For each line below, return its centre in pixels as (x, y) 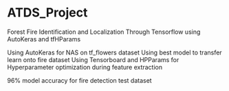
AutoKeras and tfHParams (44, 39)
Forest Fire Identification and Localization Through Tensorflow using (104, 32)
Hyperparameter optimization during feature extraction (85, 67)
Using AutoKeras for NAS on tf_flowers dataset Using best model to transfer (115, 52)
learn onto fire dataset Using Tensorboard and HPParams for (93, 59)
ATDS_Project (47, 13)
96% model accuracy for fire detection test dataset (80, 80)
